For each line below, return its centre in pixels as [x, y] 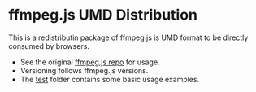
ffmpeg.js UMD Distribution [103, 15]
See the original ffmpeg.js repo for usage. [90, 62]
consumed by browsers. [49, 46]
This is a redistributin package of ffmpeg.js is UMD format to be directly [128, 37]
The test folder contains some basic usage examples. [110, 79]
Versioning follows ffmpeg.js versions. [84, 70]
